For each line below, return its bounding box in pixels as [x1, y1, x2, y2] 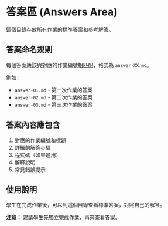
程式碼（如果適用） [14, 151, 61, 158]
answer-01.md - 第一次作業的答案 [14, 86, 93, 93]
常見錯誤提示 [14, 166, 46, 173]
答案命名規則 [6, 45, 53, 55]
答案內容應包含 [6, 120, 60, 130]
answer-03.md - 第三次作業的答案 [14, 101, 93, 108]
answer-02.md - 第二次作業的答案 [14, 93, 93, 100]
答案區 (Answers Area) [6, 5, 118, 19]
